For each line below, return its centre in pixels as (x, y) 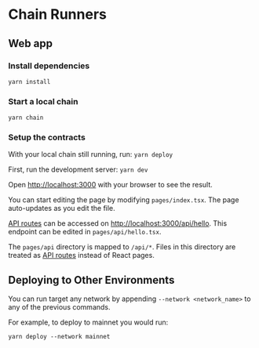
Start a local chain (43, 101)
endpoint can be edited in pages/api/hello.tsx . (85, 232)
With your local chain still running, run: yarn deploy (91, 154)
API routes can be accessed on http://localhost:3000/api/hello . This (118, 223)
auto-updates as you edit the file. (62, 208)
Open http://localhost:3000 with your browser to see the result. (111, 185)
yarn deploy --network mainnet (59, 337)
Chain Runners (58, 14)
